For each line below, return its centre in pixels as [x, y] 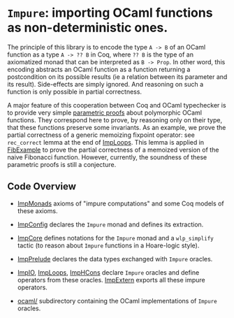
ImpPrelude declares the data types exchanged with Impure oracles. [115, 259]
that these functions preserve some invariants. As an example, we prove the [117, 127]
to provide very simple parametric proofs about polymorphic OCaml [105, 113]
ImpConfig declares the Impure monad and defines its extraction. [110, 224]
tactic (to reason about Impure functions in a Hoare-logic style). [108, 245]
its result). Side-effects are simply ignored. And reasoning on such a [105, 84]
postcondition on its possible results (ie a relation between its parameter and [117, 77]
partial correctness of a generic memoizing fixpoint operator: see [101, 135]
